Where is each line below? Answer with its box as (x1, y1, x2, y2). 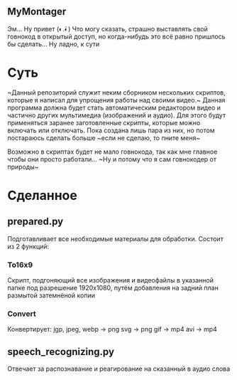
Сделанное (7, 187, 78, 204)
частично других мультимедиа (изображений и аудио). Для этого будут (7, 110, 226, 120)
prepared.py (7, 216, 64, 228)
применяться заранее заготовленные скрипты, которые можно (7, 118, 201, 127)
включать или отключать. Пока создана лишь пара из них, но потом (7, 126, 215, 134)
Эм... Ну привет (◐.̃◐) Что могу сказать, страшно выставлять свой (7, 24, 208, 33)
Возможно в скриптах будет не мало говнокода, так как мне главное (7, 147, 218, 156)
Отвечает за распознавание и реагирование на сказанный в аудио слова (7, 364, 231, 373)
